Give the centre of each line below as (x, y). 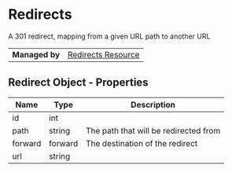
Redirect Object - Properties (78, 83)
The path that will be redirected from (153, 130)
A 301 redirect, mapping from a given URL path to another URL (109, 36)
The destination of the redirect (142, 143)
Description (153, 104)
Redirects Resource (103, 54)
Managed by (36, 54)
